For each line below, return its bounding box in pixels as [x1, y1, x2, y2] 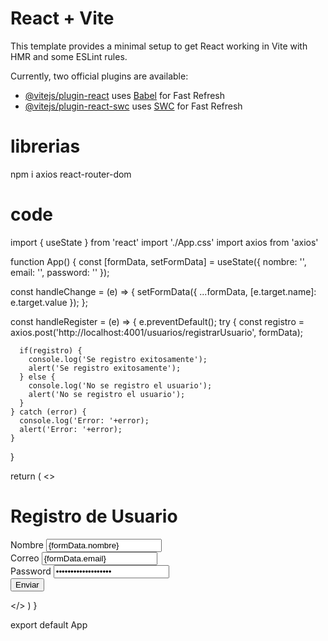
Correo [10, 552, 40, 564]
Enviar [15, 579, 40, 590]
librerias [10, 135, 81, 158]
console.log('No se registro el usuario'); [28, 380, 213, 391]
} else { [19, 372, 56, 382]
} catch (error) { [10, 407, 87, 417]
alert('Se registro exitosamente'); [28, 363, 182, 373]
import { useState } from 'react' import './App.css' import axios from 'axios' [10, 236, 319, 248]
